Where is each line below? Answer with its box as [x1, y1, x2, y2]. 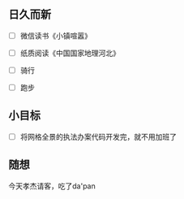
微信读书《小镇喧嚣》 [19, 31, 92, 41]
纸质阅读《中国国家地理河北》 [19, 48, 120, 58]
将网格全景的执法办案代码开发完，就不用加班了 [19, 132, 177, 141]
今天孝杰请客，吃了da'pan [8, 181, 96, 191]
